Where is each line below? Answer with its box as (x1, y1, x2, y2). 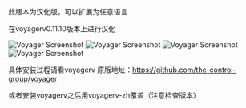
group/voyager (8, 74, 58, 83)
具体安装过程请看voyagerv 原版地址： (8, 65, 133, 74)
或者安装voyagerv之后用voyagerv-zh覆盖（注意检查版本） (8, 90, 200, 100)
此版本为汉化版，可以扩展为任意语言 (8, 7, 128, 16)
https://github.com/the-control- (131, 65, 236, 74)
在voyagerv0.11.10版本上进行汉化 (8, 24, 116, 34)
